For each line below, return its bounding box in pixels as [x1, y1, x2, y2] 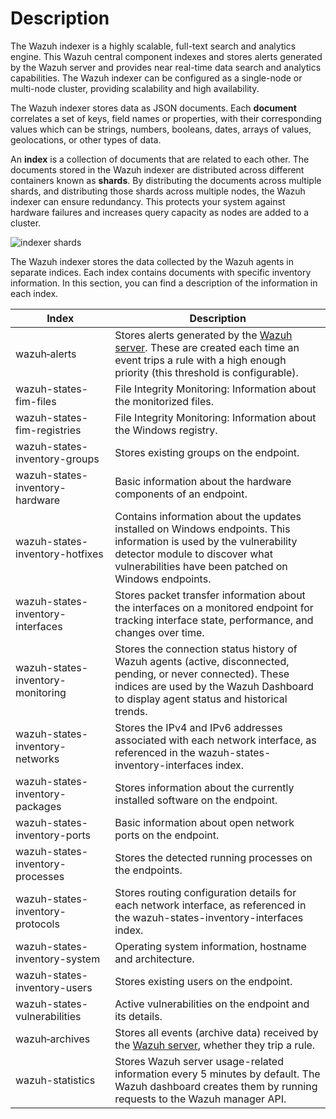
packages [15, 799, 62, 813]
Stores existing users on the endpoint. [114, 974, 293, 988]
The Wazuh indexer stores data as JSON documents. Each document [10, 102, 297, 114]
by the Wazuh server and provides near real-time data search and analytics [10, 61, 322, 73]
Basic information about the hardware [114, 474, 292, 488]
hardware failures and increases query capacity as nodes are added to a [10, 206, 310, 218]
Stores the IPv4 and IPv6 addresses [114, 720, 283, 734]
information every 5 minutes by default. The [114, 1067, 321, 1081]
